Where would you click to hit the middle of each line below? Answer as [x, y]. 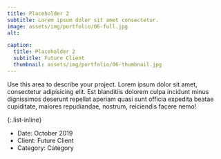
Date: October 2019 [45, 133]
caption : [20, 46]
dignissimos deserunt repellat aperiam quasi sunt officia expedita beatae [110, 99]
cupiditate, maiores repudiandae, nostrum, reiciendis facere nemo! [102, 106]
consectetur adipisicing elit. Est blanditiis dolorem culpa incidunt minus [108, 91]
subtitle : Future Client [49, 58]
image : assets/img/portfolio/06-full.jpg [68, 26]
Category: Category [45, 148]
